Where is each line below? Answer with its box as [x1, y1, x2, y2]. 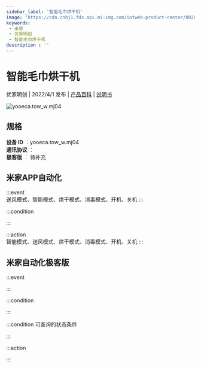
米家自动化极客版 [6, 257, 69, 267]
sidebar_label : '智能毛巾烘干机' [6, 8, 83, 15]
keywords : [6, 20, 31, 26]
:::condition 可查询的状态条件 [6, 321, 78, 328]
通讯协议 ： [6, 146, 34, 153]
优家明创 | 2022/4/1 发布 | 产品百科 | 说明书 [6, 90, 112, 98]
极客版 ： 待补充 [6, 153, 46, 160]
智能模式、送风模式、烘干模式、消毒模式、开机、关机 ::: [6, 238, 144, 245]
